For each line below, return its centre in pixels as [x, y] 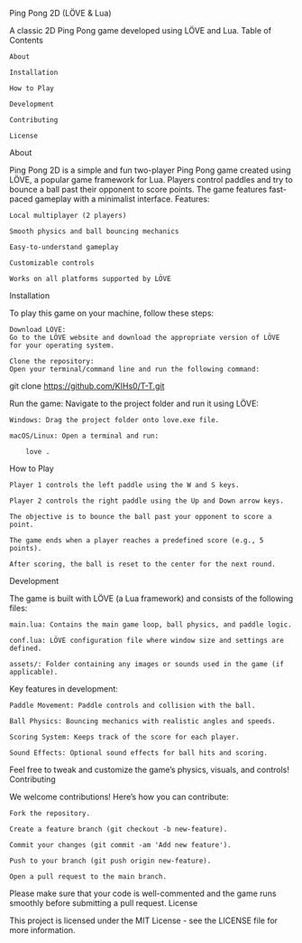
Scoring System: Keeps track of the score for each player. [125, 737]
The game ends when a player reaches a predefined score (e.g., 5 [137, 541]
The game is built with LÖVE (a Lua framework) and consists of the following [151, 599]
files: [18, 608]
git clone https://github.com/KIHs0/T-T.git [87, 386]
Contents [26, 40]
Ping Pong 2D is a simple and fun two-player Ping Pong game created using [150, 170]
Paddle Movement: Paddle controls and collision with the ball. [133, 705]
